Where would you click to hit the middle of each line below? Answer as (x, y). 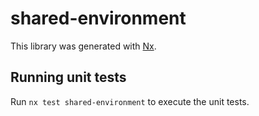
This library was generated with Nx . (83, 46)
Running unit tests (68, 77)
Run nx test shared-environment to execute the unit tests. (130, 101)
